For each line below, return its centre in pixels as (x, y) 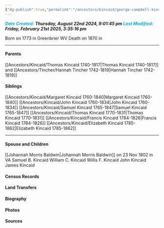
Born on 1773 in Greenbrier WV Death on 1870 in (54, 38)
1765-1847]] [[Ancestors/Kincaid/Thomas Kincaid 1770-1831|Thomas (74, 113)
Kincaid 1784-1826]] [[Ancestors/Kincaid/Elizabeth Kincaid (64, 123)
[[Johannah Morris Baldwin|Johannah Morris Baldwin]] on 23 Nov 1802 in (79, 155)
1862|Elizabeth (20, 128)
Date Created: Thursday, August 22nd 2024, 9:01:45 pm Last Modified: (79, 23)
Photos (12, 210)
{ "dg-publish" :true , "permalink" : (39, 10)
